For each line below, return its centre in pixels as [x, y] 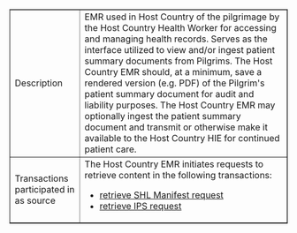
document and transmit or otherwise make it [176, 127]
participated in [45, 189]
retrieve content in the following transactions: [178, 175]
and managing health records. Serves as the [176, 39]
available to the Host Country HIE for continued [182, 138]
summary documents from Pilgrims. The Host [179, 61]
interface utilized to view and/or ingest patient [180, 50]
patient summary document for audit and [169, 94]
